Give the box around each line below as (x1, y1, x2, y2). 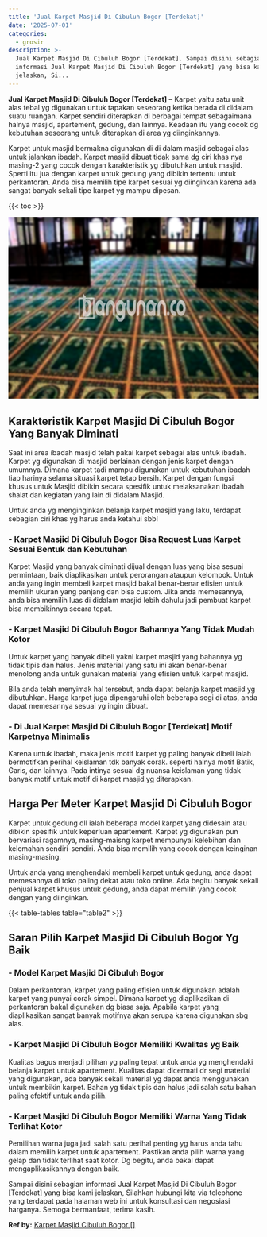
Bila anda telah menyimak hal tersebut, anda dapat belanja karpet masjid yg (8, 684, 256, 694)
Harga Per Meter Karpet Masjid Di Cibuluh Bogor (8, 797, 253, 810)
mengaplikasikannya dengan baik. (8, 1164, 120, 1173)
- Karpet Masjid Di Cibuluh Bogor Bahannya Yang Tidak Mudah (8, 624, 255, 635)
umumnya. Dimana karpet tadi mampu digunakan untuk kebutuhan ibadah (8, 465, 250, 474)
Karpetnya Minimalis (8, 731, 90, 742)
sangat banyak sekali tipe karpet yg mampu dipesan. (8, 185, 181, 195)
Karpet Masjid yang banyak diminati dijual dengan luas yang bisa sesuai (8, 562, 244, 571)
